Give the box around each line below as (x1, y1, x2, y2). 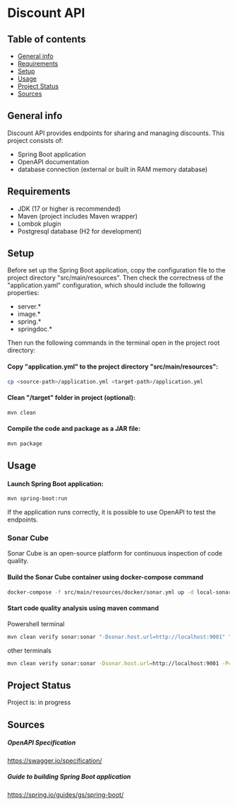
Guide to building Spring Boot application (7, 773, 131, 781)
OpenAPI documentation (17, 157, 90, 166)
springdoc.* (17, 325, 53, 333)
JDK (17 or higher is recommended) (17, 204, 121, 213)
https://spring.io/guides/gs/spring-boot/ (7, 790, 124, 799)
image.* (17, 310, 41, 318)
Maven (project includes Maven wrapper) (17, 212, 138, 220)
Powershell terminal (7, 619, 65, 628)
